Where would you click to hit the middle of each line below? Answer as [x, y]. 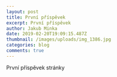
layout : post [22, 12]
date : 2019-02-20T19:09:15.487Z [46, 34]
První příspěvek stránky [35, 67]
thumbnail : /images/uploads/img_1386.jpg [59, 39]
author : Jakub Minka [32, 28]
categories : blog [28, 45]
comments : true [25, 51]
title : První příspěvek [36, 17]
